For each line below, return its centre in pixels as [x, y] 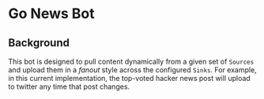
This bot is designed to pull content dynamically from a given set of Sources [131, 61]
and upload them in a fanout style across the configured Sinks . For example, [132, 70]
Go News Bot [51, 14]
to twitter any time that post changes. [69, 86]
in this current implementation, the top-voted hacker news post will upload [129, 78]
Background [39, 43]
